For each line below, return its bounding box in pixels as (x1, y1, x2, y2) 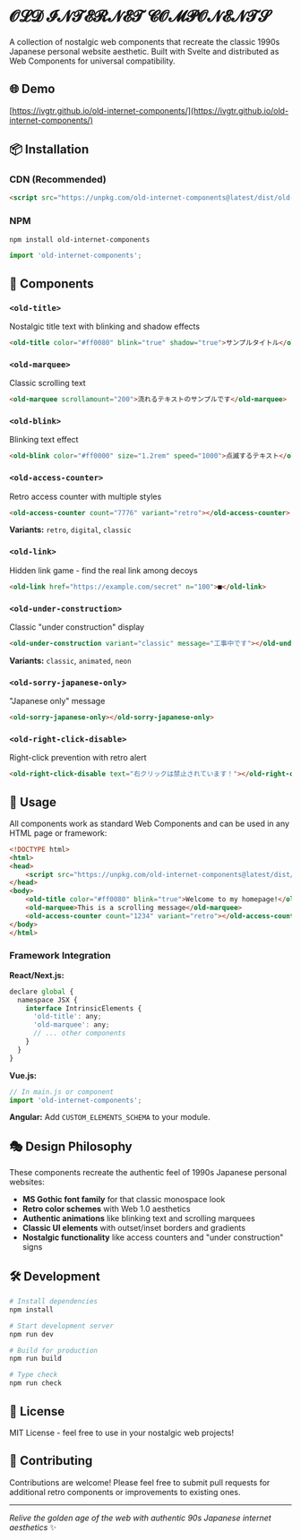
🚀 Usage (9, 795, 56, 810)
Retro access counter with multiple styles (9, 491, 162, 502)
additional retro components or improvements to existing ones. (9, 1486, 241, 1497)
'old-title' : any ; (32, 1012, 102, 1021)
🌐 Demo (9, 82, 56, 97)
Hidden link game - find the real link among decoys (9, 564, 199, 575)
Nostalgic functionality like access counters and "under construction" (21, 1232, 284, 1243)
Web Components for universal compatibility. (9, 56, 176, 66)
